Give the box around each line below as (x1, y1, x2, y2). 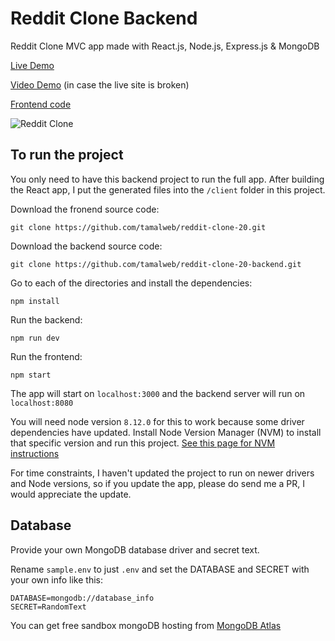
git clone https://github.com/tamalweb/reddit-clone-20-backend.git (10, 259, 302, 269)
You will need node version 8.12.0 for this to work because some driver (10, 415, 305, 427)
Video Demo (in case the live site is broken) (10, 78, 190, 91)
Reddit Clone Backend (10, 7, 198, 30)
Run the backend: (10, 313, 83, 326)
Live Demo (10, 59, 55, 71)
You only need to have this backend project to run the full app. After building (10, 173, 325, 185)
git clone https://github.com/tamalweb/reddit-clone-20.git (10, 222, 267, 232)
